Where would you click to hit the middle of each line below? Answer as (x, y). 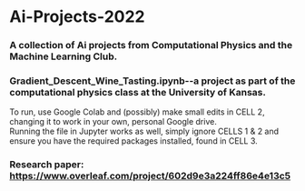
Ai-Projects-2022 (77, 17)
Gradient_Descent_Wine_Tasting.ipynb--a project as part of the (152, 81)
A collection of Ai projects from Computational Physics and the (151, 45)
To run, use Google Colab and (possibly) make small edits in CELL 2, (137, 112)
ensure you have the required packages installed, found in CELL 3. (134, 141)
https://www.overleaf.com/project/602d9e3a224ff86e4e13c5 (150, 176)
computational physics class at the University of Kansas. (138, 93)
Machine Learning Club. (64, 56)
